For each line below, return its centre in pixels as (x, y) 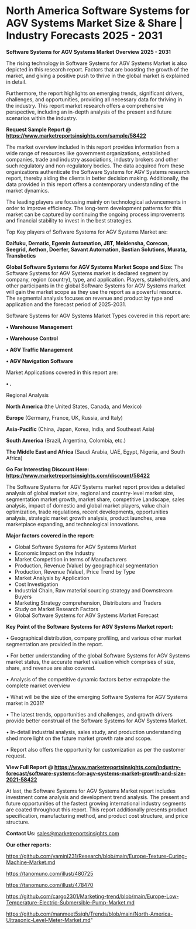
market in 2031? (25, 703)
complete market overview (38, 685)
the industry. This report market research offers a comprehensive (85, 105)
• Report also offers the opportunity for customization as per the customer (96, 749)
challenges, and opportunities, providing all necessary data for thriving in (94, 99)
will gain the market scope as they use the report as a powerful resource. (94, 292)
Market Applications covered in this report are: (62, 372)
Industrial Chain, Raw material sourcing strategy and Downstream (93, 590)
